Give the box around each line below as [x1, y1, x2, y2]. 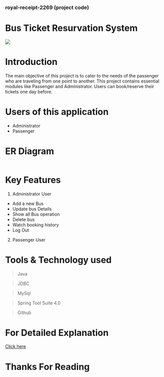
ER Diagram [5, 145, 54, 156]
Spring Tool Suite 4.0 [17, 299, 61, 306]
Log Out [12, 227, 29, 233]
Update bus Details [12, 205, 52, 211]
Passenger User [12, 236, 46, 242]
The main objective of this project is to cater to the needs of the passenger [5, 72, 159, 78]
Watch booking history [12, 221, 59, 227]
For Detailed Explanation [5, 327, 109, 338]
